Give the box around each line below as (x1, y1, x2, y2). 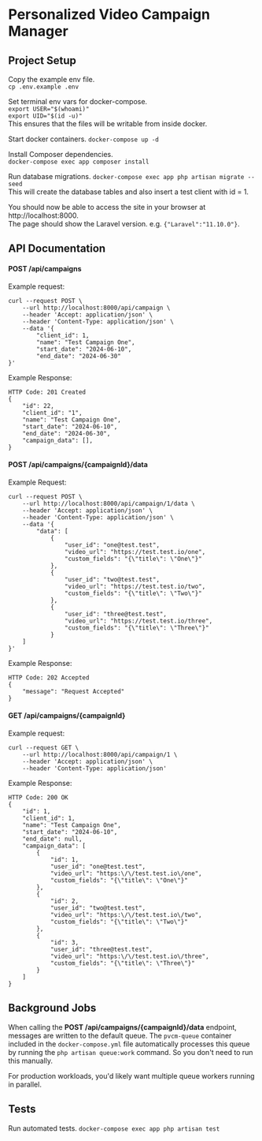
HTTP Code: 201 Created (8, 388, 87, 396)
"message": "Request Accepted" (22, 687, 125, 695)
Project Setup (8, 54, 77, 67)
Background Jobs (8, 1001, 97, 1015)
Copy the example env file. (8, 75, 95, 84)
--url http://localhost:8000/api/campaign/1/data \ (22, 499, 195, 507)
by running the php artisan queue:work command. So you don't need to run (8, 1047, 253, 1057)
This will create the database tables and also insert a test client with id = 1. (8, 187, 249, 196)
